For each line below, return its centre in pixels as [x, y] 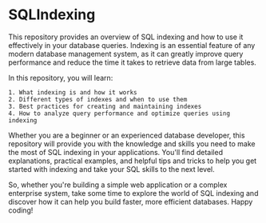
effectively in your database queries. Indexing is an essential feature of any [132, 45]
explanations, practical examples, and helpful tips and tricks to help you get [133, 161]
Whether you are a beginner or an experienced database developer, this [127, 135]
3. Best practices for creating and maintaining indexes [105, 106]
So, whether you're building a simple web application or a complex [118, 185]
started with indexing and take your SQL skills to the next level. [112, 169]
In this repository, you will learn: [61, 78]
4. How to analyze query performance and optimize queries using [119, 113]
